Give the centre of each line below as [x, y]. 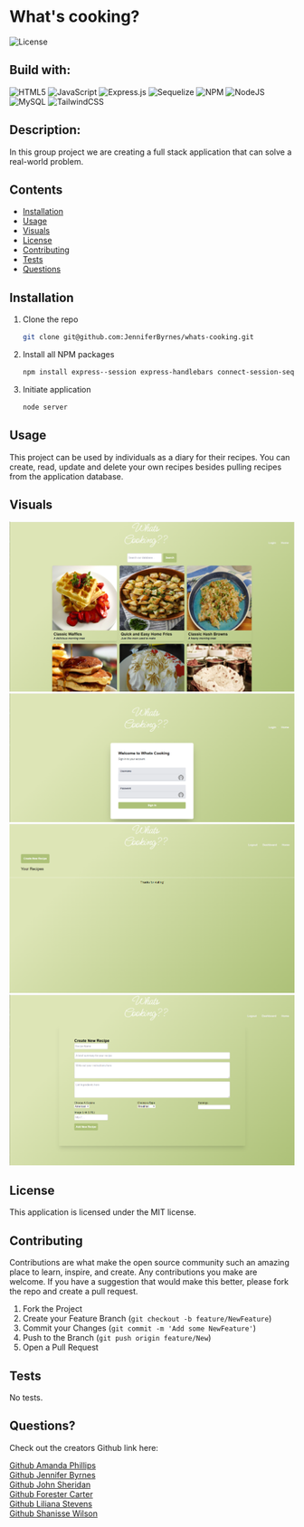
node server [45, 407]
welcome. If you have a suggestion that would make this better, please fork [149, 1282]
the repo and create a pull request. [74, 1292]
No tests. [26, 1398]
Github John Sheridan [50, 1484]
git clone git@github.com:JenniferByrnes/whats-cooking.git [138, 337]
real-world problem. [47, 161]
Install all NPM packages [68, 355]
